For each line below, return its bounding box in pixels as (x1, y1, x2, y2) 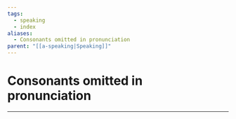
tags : (7, 10, 23, 17)
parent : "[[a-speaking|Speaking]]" (7, 43, 112, 50)
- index (13, 23, 37, 30)
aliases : (7, 29, 33, 37)
